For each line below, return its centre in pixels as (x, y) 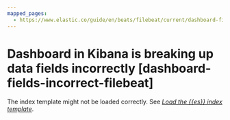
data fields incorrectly (71, 68)
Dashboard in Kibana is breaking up (111, 54)
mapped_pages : (27, 13)
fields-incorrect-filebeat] (80, 83)
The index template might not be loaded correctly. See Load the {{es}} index (115, 102)
